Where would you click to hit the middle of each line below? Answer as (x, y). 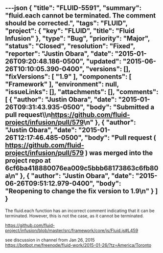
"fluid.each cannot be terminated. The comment (80, 16)
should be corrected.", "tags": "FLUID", (66, 23)
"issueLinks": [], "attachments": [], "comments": (82, 92)
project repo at (28, 161)
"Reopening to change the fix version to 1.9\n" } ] (81, 191)
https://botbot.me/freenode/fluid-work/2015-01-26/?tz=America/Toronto (78, 245)
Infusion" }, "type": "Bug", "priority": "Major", (78, 39)
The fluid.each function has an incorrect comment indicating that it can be (80, 211)
